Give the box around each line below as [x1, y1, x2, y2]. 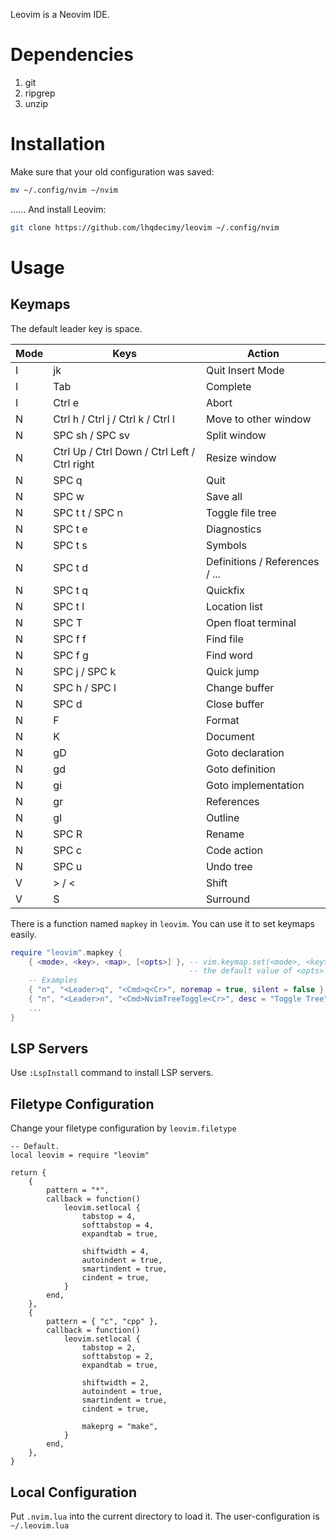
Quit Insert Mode [205, 363, 285, 377]
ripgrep [24, 87, 56, 99]
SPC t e [53, 522, 88, 536]
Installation [10, 133, 106, 156]
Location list [205, 599, 263, 613]
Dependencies [10, 44, 134, 66]
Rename [205, 827, 245, 841]
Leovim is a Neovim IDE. [10, 9, 110, 20]
